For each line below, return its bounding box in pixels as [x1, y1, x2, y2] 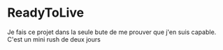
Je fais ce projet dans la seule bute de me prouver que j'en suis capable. [7, 28, 217, 36]
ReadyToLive [7, 5, 85, 21]
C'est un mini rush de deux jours [7, 35, 101, 43]
